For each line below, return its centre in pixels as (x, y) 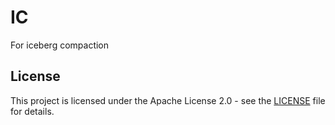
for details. (32, 111)
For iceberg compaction (60, 45)
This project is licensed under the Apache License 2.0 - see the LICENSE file (168, 100)
